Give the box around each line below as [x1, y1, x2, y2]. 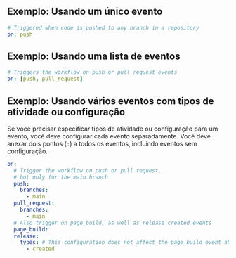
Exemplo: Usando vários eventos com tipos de [7, 95, 214, 107]
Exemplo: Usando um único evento [7, 6, 163, 18]
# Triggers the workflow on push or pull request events [7, 69, 178, 76]
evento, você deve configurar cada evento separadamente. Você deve [7, 131, 211, 140]
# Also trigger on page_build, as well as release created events [13, 219, 212, 226]
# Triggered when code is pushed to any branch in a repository [7, 24, 199, 31]
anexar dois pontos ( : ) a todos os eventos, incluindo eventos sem [7, 139, 197, 148]
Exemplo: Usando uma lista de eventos [7, 50, 181, 62]
